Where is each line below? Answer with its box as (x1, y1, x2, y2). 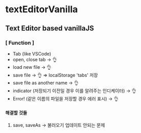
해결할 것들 (5, 110, 27, 116)
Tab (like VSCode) (12, 50, 51, 57)
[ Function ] (5, 39, 34, 46)
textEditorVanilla (5, 4, 78, 15)
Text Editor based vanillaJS (5, 24, 94, 33)
